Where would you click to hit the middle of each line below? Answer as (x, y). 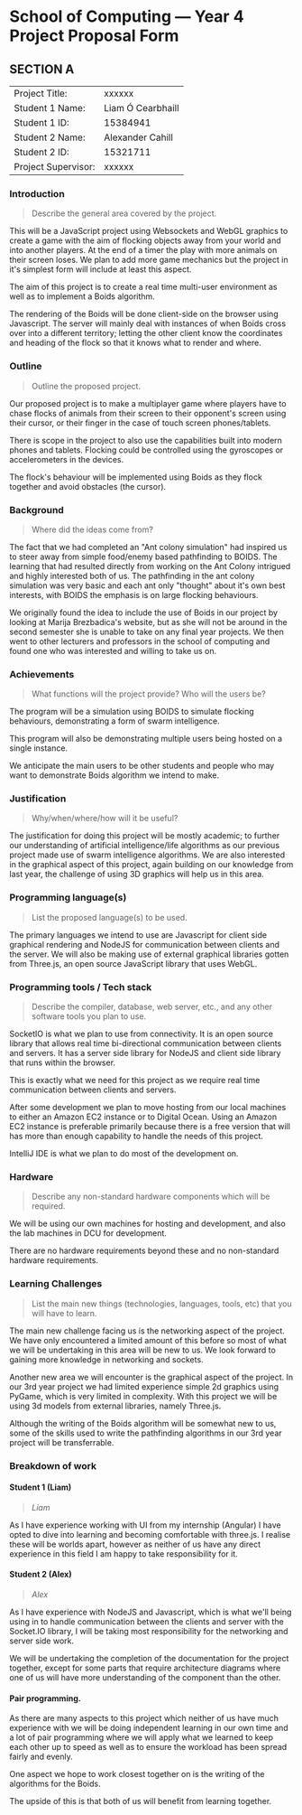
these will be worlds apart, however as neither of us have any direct (135, 1544)
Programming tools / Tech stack (81, 987)
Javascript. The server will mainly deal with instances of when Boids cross (148, 323)
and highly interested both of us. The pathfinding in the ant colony (132, 575)
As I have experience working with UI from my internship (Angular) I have (145, 1525)
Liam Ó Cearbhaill (141, 108)
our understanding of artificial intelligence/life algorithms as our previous (145, 846)
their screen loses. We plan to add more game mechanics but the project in (149, 260)
